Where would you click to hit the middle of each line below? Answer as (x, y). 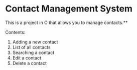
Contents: (15, 32)
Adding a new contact (35, 42)
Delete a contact (29, 63)
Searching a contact (33, 52)
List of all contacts (32, 47)
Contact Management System (69, 9)
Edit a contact (27, 57)
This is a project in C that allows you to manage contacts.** (66, 22)
